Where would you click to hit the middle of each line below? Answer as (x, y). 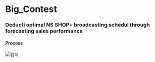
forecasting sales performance (44, 31)
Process (14, 43)
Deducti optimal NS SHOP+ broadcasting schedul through (77, 25)
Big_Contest (31, 9)
